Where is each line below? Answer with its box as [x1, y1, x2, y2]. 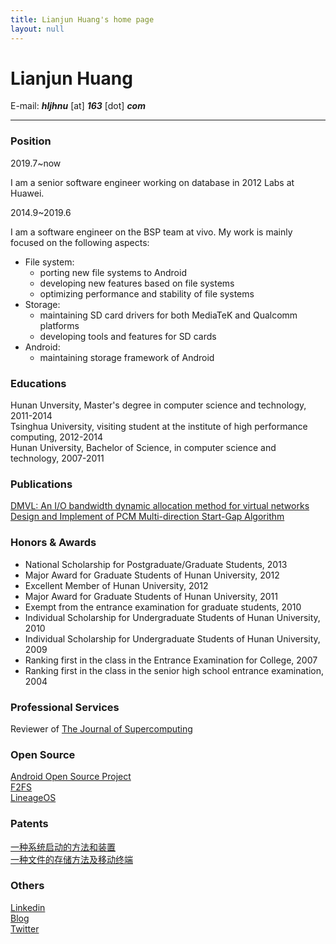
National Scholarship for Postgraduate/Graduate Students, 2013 [24, 558, 288, 570]
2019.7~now [10, 157, 62, 169]
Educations [10, 376, 67, 390]
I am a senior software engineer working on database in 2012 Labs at [10, 176, 295, 188]
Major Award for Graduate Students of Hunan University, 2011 [24, 590, 278, 602]
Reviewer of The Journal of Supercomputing [10, 722, 193, 735]
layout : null [10, 24, 65, 34]
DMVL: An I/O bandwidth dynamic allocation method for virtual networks [10, 500, 310, 512]
